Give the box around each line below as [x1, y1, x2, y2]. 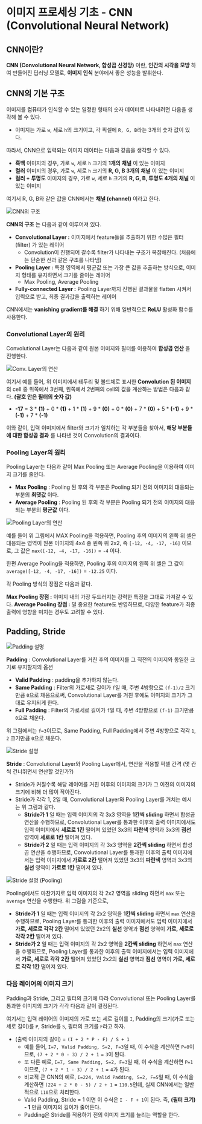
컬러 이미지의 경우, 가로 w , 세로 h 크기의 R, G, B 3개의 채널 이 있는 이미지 [14, 167, 185, 174]
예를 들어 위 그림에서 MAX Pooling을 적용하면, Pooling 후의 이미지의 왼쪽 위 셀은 [6, 532, 197, 539]
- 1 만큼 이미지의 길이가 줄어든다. [24, 1103, 101, 1111]
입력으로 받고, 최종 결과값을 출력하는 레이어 [14, 293, 117, 300]
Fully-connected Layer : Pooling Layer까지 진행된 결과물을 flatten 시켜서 [14, 285, 192, 292]
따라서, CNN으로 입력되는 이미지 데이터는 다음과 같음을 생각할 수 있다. [6, 146, 171, 154]
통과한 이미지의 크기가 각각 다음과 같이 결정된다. [6, 1002, 119, 1009]
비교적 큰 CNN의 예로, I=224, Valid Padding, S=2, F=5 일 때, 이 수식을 [24, 1073, 194, 1080]
